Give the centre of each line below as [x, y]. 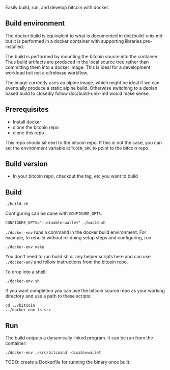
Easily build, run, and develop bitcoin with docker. [57, 7]
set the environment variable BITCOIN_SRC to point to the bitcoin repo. [77, 148]
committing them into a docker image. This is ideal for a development [78, 67]
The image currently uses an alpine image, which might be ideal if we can [82, 82]
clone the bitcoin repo [36, 127]
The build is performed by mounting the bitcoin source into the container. [82, 56]
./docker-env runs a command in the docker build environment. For [76, 232]
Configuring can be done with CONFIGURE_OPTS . [54, 213]
